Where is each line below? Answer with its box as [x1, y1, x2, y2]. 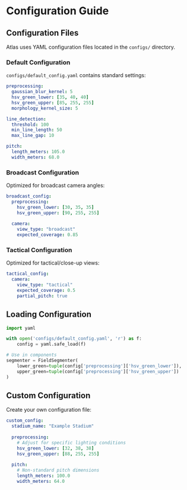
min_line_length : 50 [11, 127, 62, 133]
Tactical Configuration [6, 246, 72, 254]
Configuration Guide [6, 4, 109, 18]
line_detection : [6, 116, 46, 122]
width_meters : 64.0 [17, 479, 65, 485]
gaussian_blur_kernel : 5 [11, 89, 73, 95]
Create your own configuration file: [6, 406, 92, 413]
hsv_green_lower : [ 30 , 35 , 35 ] [17, 204, 94, 210]
